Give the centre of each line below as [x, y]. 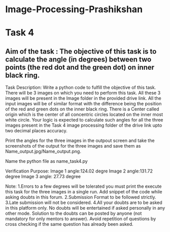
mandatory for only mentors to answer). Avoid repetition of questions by [81, 219]
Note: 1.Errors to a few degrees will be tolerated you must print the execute [83, 186]
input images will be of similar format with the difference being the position [83, 104]
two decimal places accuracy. [36, 131]
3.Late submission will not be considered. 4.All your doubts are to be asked [84, 202]
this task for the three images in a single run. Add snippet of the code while [84, 192]
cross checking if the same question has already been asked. [69, 224]
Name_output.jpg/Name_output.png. [43, 152]
